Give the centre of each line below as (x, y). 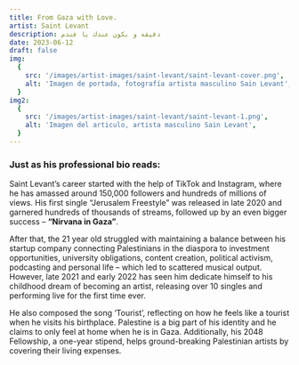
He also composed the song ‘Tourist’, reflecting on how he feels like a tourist (149, 313)
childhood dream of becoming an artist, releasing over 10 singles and (136, 287)
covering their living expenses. (65, 351)
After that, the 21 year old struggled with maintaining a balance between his (148, 239)
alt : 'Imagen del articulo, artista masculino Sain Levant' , (141, 126)
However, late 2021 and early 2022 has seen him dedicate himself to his (141, 277)
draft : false (33, 51)
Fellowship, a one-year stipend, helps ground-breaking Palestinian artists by (149, 341)
